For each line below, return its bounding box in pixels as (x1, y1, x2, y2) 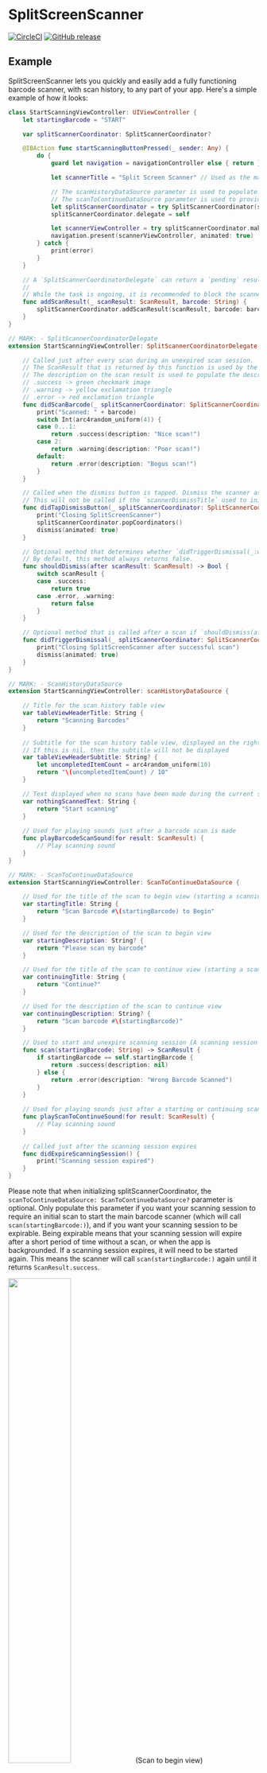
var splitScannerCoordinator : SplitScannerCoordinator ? (22, 130, 212, 138)
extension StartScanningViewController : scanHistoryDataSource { (8, 687, 229, 695)
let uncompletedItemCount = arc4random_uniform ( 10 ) (37, 761, 212, 769)
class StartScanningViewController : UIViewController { (8, 108, 197, 116)
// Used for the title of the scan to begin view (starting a (22, 892, 233, 900)
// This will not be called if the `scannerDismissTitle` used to (22, 496, 247, 504)
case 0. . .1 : (37, 423, 77, 431)
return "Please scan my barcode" (37, 944, 148, 952)
